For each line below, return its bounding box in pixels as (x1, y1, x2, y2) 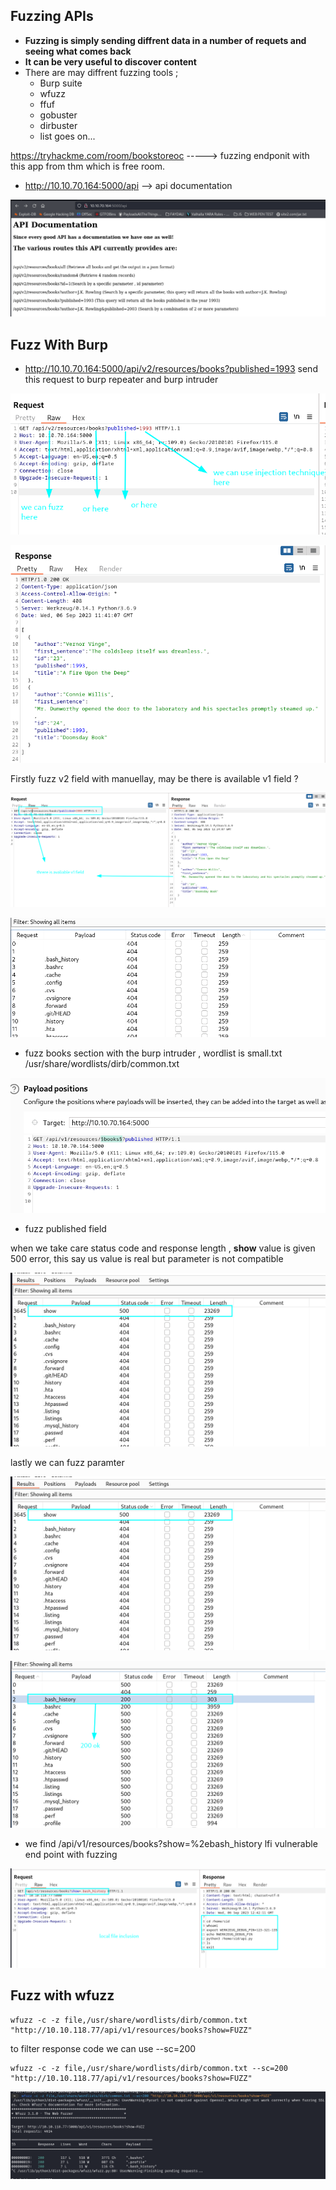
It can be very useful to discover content (24, 55, 197, 68)
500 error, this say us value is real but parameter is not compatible (10, 1253, 284, 1265)
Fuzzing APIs (10, 8, 94, 25)
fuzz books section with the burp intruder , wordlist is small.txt (24, 1047, 283, 1059)
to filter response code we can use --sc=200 (10, 2042, 197, 2054)
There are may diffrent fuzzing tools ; (24, 66, 179, 78)
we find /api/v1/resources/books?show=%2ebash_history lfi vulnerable (24, 1838, 318, 1850)
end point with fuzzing (24, 1849, 118, 1861)
